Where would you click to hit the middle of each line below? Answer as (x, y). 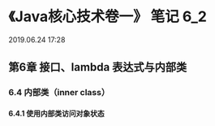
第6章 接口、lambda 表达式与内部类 (98, 67)
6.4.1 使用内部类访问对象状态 (57, 113)
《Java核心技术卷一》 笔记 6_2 (107, 17)
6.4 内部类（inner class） (59, 93)
